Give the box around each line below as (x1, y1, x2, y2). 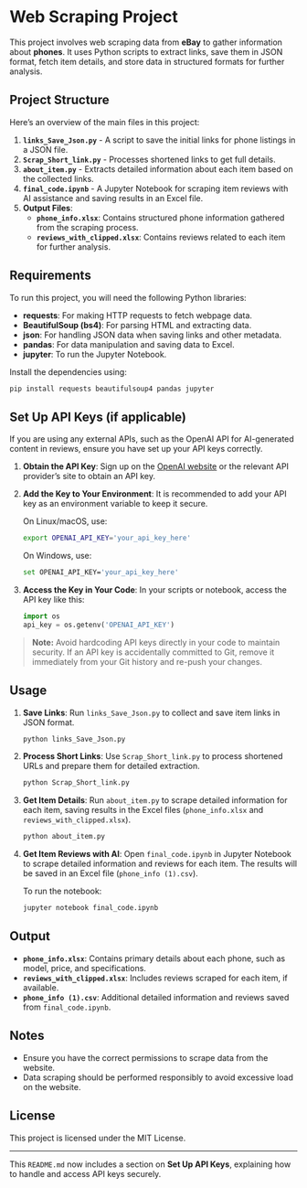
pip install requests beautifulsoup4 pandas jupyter (9, 384, 215, 393)
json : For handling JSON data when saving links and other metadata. (22, 329, 282, 340)
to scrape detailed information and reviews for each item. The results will (22, 858, 298, 870)
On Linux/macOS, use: (22, 516, 108, 527)
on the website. (22, 1081, 81, 1092)
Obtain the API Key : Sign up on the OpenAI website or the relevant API (22, 461, 290, 472)
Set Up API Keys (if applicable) (9, 409, 187, 424)
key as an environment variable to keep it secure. (22, 498, 208, 509)
